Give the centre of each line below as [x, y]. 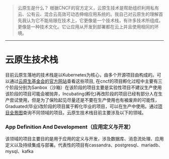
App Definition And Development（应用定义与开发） [70, 127]
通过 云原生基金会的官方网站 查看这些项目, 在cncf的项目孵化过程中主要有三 [86, 81]
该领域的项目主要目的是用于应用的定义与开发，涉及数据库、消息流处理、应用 [84, 139]
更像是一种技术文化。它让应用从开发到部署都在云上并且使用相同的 [86, 27]
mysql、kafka [19, 151]
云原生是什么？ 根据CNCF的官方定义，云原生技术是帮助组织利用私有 [88, 8]
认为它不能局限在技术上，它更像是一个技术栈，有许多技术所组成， [95, 20]
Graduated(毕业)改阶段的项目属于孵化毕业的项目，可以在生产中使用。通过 [82, 106]
